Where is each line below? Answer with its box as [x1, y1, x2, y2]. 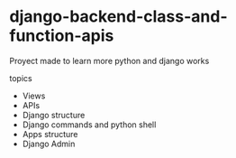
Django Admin [22, 138, 76, 149]
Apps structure [22, 128, 78, 139]
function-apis [9, 25, 114, 46]
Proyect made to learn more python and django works [9, 55, 210, 66]
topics [9, 72, 33, 83]
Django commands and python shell [22, 119, 157, 130]
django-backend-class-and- [9, 6, 228, 27]
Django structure [22, 109, 86, 120]
